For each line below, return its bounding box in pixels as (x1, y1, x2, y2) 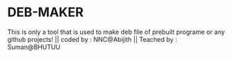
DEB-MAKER (7, 4, 84, 21)
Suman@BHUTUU (7, 42, 61, 51)
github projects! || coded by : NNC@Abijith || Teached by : (7, 35, 177, 43)
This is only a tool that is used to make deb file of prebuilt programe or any (7, 28, 226, 36)
